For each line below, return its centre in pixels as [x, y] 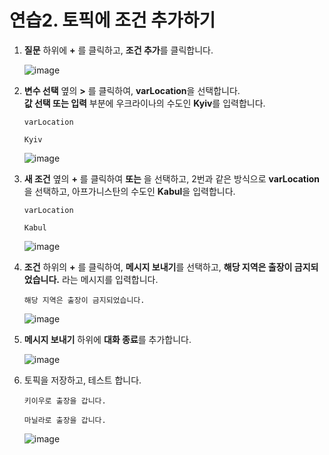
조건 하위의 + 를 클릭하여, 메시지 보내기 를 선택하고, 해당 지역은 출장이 [158, 267]
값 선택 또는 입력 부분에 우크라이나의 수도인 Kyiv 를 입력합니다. [144, 103]
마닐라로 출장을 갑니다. [65, 420]
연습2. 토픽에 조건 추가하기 [112, 20]
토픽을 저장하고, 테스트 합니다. [82, 380]
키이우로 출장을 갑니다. [65, 401]
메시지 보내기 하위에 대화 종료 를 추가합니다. [107, 339]
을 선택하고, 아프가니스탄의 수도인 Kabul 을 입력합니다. [129, 191]
